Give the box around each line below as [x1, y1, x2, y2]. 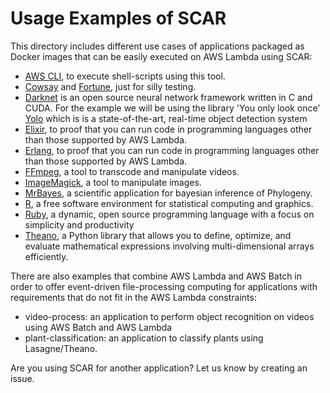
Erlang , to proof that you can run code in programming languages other [24, 144, 320, 156]
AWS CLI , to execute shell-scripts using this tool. [24, 70, 226, 82]
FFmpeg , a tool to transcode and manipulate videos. [24, 165, 240, 177]
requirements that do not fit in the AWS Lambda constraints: [10, 291, 257, 303]
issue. [10, 372, 35, 384]
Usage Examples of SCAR [10, 7, 227, 30]
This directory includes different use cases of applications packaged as [10, 40, 305, 52]
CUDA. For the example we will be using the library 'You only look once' [24, 102, 321, 114]
